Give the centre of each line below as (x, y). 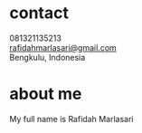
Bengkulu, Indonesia (47, 57)
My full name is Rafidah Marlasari (71, 119)
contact (39, 13)
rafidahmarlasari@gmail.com (63, 47)
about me (46, 94)
